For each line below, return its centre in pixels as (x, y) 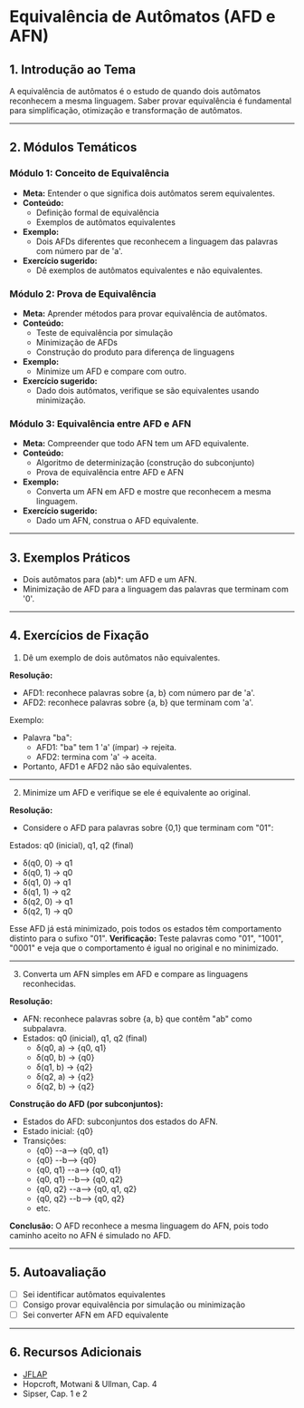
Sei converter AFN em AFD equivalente (95, 1315)
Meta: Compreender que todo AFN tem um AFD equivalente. (136, 444)
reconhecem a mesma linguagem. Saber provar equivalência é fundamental (151, 101)
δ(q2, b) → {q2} (65, 1086)
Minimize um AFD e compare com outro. (111, 371)
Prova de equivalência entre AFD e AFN (109, 473)
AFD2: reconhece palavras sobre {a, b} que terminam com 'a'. (138, 702)
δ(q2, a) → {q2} (65, 1076)
